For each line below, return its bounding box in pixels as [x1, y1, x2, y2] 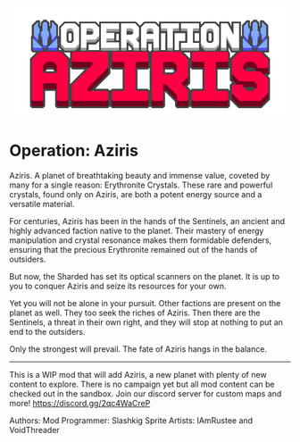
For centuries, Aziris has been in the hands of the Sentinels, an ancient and [9, 215, 286, 226]
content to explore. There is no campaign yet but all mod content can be [9, 379, 275, 389]
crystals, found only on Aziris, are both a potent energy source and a [9, 188, 262, 199]
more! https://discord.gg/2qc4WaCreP [9, 397, 151, 408]
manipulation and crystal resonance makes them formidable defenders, [9, 235, 272, 246]
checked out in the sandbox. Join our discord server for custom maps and [9, 388, 282, 399]
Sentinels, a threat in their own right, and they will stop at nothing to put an [9, 316, 284, 328]
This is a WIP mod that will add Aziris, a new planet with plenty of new [9, 369, 267, 379]
